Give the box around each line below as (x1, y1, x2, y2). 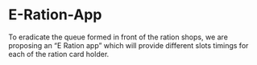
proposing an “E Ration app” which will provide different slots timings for (8, 40, 249, 50)
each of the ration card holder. (8, 49, 110, 59)
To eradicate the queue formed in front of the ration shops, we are (8, 32, 228, 42)
